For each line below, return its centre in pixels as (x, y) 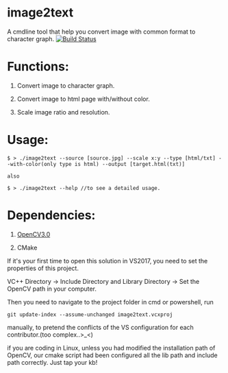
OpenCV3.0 (34, 234)
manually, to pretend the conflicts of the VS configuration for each (100, 327)
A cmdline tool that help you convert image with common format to (101, 32)
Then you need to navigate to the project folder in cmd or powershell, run (110, 302)
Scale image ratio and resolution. (63, 112)
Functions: (38, 67)
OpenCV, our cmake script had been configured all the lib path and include (112, 355)
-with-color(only (32, 164)
